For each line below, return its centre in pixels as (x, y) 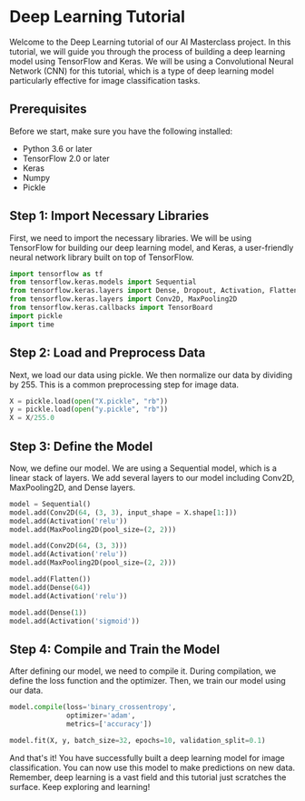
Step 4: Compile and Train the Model (115, 649)
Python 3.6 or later (57, 148)
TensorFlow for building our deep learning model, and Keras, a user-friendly (152, 247)
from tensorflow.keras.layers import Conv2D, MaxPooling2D (123, 299)
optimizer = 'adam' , (101, 716)
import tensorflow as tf (56, 274)
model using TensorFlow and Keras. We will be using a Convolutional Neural (152, 61)
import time (32, 325)
